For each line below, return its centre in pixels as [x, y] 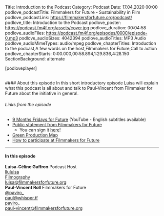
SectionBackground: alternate [35, 59]
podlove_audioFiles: [25, 33]
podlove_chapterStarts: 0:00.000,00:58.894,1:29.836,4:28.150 [67, 54]
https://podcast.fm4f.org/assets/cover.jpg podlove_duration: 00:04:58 [76, 28]
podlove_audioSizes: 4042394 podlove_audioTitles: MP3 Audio [82, 38]
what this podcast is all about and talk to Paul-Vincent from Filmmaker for [79, 88]
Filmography [18, 177]
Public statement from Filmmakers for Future [57, 125]
